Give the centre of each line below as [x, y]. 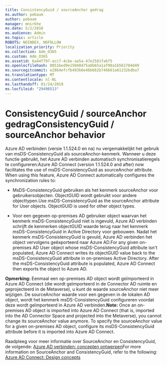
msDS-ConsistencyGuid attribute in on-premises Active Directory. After [86, 258]
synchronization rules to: [31, 180]
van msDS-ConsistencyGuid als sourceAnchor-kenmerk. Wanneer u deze [81, 154]
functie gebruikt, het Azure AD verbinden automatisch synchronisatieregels [83, 159]
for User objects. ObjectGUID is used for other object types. [74, 206]
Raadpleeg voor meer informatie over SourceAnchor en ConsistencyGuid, [81, 341]
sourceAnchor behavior [55, 135]
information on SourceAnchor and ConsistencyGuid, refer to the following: [81, 352]
